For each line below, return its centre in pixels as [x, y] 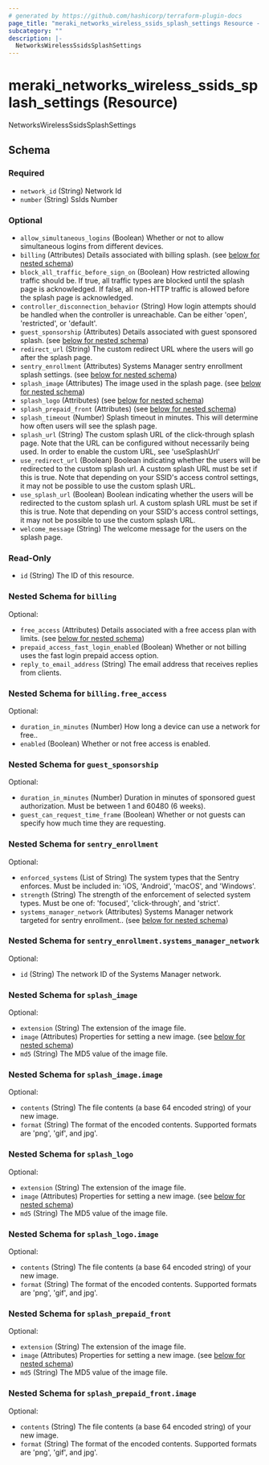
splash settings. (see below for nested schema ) [98, 375]
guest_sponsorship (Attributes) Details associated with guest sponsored [138, 332]
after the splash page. [56, 358]
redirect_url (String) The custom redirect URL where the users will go [137, 349]
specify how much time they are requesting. [93, 823]
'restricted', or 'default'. [59, 324]
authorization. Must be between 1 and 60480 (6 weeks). [113, 806]
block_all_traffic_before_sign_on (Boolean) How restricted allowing [135, 272]
